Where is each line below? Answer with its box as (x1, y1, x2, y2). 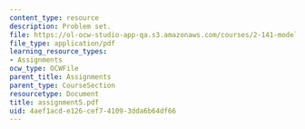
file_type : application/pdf (9, 38, 116, 48)
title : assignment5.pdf (9, 97, 100, 107)
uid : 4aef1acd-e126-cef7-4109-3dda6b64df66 (9, 106, 177, 115)
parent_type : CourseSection (9, 81, 116, 90)
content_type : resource (9, 13, 100, 23)
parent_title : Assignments (9, 73, 112, 82)
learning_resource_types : (9, 47, 107, 56)
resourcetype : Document (9, 89, 100, 98)
